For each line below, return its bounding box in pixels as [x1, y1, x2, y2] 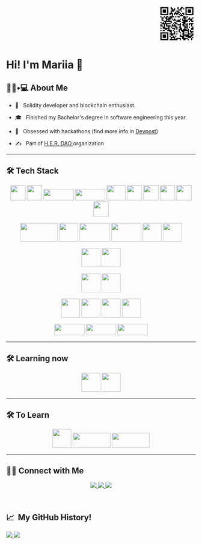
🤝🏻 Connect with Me [6, 465, 84, 476]
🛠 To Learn [6, 410, 50, 420]
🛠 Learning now [6, 353, 69, 364]
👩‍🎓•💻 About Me [6, 83, 68, 93]
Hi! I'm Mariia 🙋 [6, 58, 84, 72]
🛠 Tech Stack [6, 166, 59, 176]
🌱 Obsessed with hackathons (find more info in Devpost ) [14, 128, 158, 134]
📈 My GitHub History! [6, 512, 92, 523]
